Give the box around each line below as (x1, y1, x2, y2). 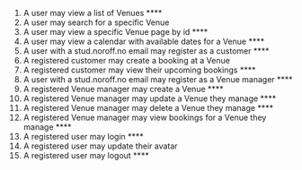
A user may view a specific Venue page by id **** (22, 27, 209, 37)
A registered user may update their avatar (22, 140, 178, 151)
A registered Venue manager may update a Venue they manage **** (22, 93, 277, 104)
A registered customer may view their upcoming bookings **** (22, 64, 256, 75)
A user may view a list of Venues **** (22, 8, 163, 18)
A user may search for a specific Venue (22, 17, 170, 28)
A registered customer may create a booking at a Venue (22, 55, 230, 65)
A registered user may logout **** (22, 150, 149, 160)
